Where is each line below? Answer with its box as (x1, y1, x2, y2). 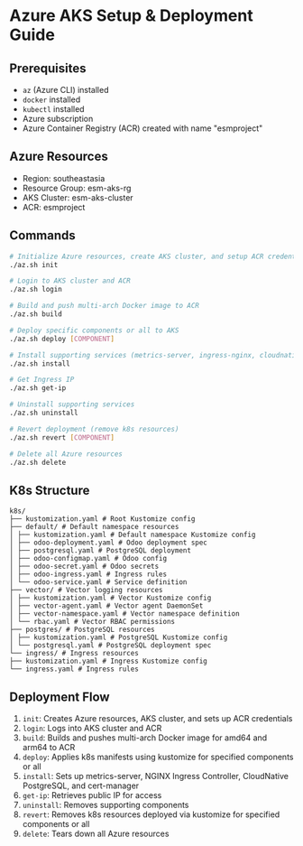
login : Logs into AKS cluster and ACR (22, 723, 162, 733)
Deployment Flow (9, 689, 110, 704)
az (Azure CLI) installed (22, 85, 109, 95)
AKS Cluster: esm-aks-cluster (22, 191, 133, 203)
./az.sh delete (9, 458, 67, 467)
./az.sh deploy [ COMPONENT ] (9, 334, 115, 343)
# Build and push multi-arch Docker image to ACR (9, 302, 200, 311)
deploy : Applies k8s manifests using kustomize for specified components (22, 751, 294, 762)
